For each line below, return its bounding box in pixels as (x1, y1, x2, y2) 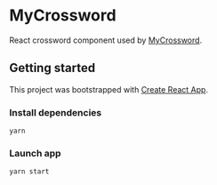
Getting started (9, 60, 96, 76)
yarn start (9, 167, 50, 176)
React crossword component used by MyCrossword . (9, 35, 203, 45)
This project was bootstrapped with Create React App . (9, 84, 209, 94)
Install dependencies (9, 106, 102, 118)
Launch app (9, 147, 61, 159)
